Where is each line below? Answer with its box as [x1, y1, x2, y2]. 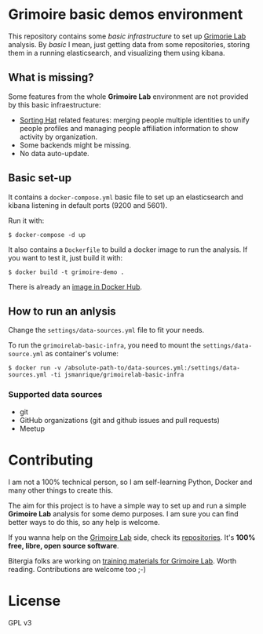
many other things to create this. [8, 485, 114, 495]
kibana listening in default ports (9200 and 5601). [8, 200, 167, 210]
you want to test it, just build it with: [8, 253, 123, 262]
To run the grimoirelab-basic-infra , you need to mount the [8, 341, 202, 350]
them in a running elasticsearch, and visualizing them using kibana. [8, 48, 225, 57]
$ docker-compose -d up [8, 231, 86, 239]
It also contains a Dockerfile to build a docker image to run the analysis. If [8, 245, 248, 254]
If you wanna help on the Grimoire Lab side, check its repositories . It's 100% [8, 532, 256, 542]
